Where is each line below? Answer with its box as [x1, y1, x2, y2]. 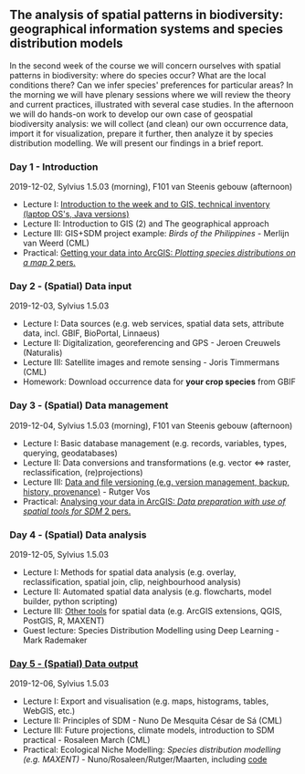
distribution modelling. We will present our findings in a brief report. [9, 137, 264, 149]
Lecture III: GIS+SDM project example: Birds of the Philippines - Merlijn [22, 228, 289, 239]
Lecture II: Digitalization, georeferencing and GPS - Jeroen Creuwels [22, 338, 281, 349]
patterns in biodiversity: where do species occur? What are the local [9, 69, 267, 80]
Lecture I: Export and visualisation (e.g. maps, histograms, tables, [22, 696, 269, 706]
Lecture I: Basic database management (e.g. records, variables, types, [22, 437, 288, 448]
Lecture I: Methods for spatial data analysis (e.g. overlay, [22, 567, 237, 578]
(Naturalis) [22, 347, 63, 359]
